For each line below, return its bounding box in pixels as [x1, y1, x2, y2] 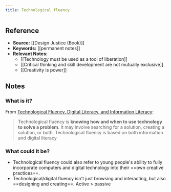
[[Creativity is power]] [20, 67, 67, 73]
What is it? [5, 97, 32, 104]
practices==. [12, 170, 40, 176]
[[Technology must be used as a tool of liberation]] [20, 56, 128, 62]
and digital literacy [17, 135, 57, 141]
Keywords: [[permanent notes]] [12, 45, 80, 52]
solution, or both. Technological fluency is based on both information [17, 130, 163, 136]
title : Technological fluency [5, 7, 70, 13]
